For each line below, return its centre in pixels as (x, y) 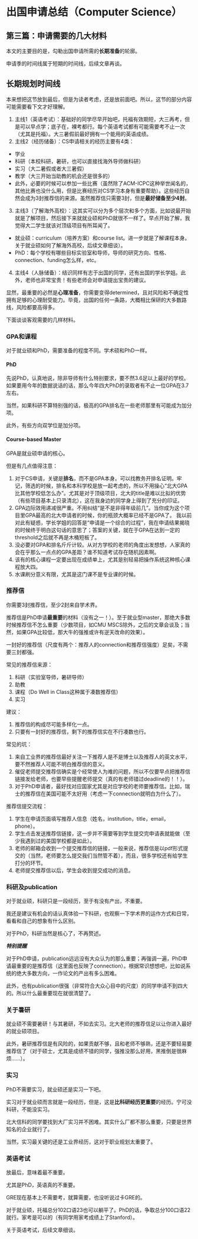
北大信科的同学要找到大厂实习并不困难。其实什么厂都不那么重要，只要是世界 (99, 1122)
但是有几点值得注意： (32, 466)
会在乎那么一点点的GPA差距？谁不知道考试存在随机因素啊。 (87, 552)
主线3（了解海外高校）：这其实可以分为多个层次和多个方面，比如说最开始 (103, 211)
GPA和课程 (22, 336)
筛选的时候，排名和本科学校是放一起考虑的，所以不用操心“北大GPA (106, 486)
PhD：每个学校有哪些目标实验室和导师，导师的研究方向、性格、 (92, 253)
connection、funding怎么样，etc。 (57, 260)
